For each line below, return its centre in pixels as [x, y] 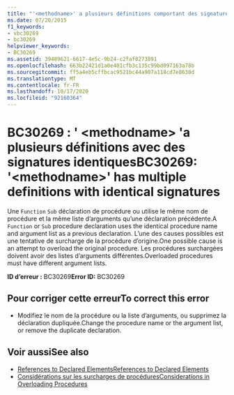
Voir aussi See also [48, 352]
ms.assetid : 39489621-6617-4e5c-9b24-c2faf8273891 [82, 59]
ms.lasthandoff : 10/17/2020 [48, 91]
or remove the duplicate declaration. [69, 330]
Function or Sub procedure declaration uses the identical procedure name [112, 226]
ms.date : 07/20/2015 [37, 20]
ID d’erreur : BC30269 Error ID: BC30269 [66, 276]
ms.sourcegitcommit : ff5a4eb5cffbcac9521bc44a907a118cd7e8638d [101, 72]
